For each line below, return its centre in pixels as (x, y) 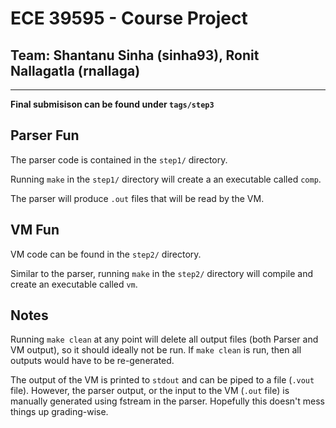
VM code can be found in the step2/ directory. (106, 254)
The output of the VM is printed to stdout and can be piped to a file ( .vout (162, 380)
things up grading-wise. (59, 412)
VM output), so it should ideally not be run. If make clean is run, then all (156, 350)
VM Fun (35, 230)
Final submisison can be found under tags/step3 (112, 104)
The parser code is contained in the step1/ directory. (119, 159)
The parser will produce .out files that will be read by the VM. (137, 198)
